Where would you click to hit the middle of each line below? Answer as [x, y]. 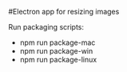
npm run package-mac [58, 42]
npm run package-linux [58, 60]
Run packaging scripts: [46, 27]
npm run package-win [56, 51]
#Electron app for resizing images [64, 12]
